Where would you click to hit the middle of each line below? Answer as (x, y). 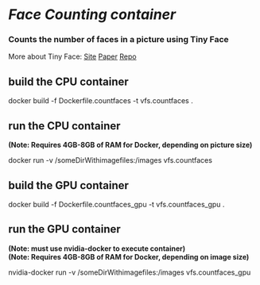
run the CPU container (64, 126)
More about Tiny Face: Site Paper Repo (72, 56)
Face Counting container (92, 15)
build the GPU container (69, 185)
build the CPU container (68, 81)
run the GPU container (64, 229)
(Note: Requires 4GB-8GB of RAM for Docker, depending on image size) (129, 256)
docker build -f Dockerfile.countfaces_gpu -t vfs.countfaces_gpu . (116, 204)
